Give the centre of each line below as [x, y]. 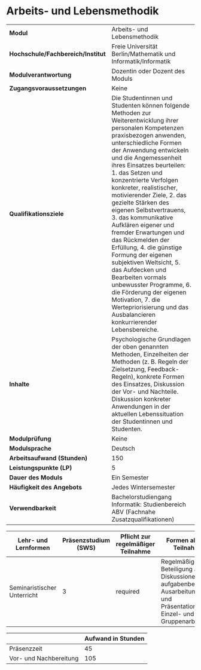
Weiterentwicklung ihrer [145, 120]
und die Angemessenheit [147, 158]
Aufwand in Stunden [115, 638]
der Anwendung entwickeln [150, 150]
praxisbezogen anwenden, [149, 135]
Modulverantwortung [40, 75]
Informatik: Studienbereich [149, 504]
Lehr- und [33, 540]
